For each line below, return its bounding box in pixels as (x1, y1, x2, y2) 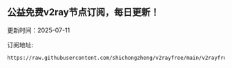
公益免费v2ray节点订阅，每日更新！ (7, 6, 160, 19)
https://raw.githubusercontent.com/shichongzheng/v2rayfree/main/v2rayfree (7, 54, 230, 61)
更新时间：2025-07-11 (7, 26, 70, 34)
